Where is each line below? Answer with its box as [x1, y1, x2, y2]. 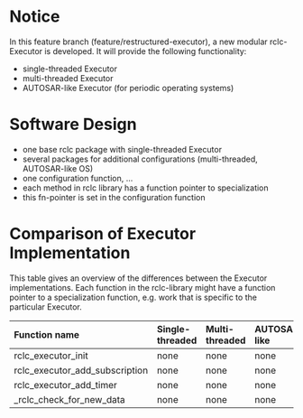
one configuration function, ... [22, 172, 133, 183]
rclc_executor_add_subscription [14, 364, 149, 376]
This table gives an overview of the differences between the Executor [9, 273, 268, 283]
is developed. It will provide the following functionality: [44, 45, 247, 56]
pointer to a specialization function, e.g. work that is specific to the [9, 292, 257, 302]
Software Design [9, 115, 137, 135]
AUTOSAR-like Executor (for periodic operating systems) [22, 82, 234, 93]
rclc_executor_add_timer [14, 378, 117, 391]
